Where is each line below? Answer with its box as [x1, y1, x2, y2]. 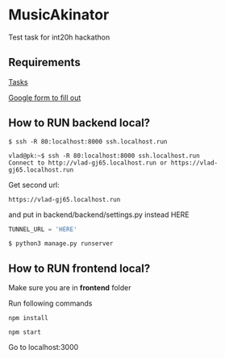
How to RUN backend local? [8, 116, 151, 130]
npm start [8, 328, 42, 336]
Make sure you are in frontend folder [8, 283, 131, 293]
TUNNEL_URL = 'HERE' [8, 225, 78, 233]
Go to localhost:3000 [8, 343, 79, 352]
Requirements [8, 56, 81, 69]
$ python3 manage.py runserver [8, 239, 114, 248]
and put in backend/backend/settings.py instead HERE [8, 210, 190, 219]
